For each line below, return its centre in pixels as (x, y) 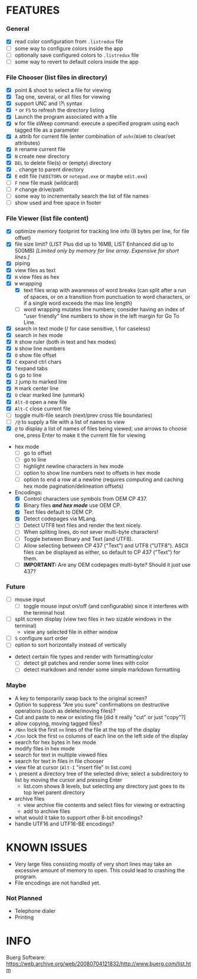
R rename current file (40, 149)
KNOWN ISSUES (47, 847)
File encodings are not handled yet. (58, 883)
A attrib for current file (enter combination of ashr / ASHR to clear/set (95, 136)
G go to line (28, 375)
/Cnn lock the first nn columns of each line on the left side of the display (101, 736)
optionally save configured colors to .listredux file (77, 55)
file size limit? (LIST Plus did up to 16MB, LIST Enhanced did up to (94, 244)
